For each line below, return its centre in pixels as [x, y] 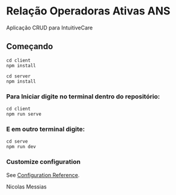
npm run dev [21, 147]
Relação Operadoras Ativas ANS [88, 11]
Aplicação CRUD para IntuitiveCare [50, 28]
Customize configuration [44, 162]
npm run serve [24, 114]
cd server [19, 76]
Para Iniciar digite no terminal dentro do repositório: [83, 96]
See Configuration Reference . [43, 175]
